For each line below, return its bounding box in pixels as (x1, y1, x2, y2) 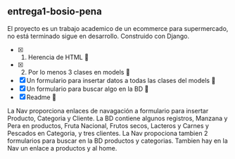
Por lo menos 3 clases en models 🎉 (27, 68, 130, 76)
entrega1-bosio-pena (7, 6, 102, 18)
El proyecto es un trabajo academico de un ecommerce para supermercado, (7, 24, 229, 32)
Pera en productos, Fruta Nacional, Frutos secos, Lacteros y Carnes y (7, 121, 210, 129)
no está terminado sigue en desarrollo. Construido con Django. (7, 32, 190, 40)
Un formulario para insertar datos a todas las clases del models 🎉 (26, 76, 216, 84)
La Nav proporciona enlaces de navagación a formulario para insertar (7, 106, 209, 115)
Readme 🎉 (26, 93, 56, 101)
